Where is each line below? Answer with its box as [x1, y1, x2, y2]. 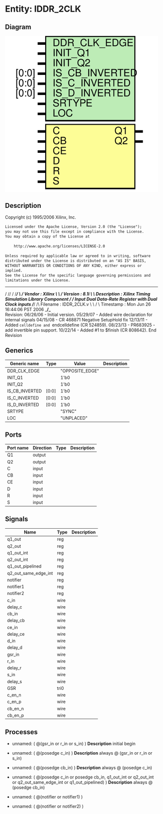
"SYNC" [60, 408, 77, 414]
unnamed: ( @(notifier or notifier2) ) [12, 803, 84, 809]
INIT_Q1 [7, 374, 23, 380]
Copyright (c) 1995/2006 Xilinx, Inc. [5, 214, 76, 220]
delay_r [7, 665, 22, 670]
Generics [5, 347, 33, 355]
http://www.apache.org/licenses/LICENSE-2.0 [14, 244, 105, 249]
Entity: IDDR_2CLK [5, 3, 81, 15]
